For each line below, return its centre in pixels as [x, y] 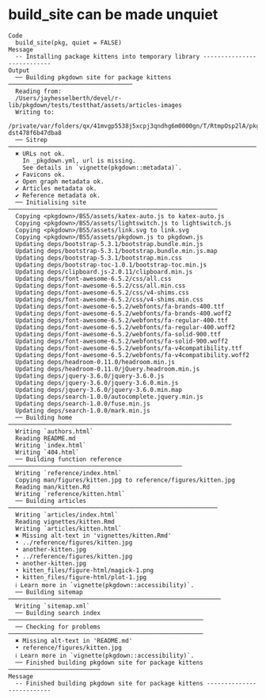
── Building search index [58, 613]
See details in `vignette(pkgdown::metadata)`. [102, 167]
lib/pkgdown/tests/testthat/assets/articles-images [95, 105]
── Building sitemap [49, 592]
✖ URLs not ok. [40, 154]
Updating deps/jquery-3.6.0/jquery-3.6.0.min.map [99, 390]
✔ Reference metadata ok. [58, 195]
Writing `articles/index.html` [67, 515]
